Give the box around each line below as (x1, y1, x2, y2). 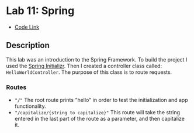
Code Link (14, 23, 40, 30)
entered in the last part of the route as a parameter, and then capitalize (14, 115, 185, 122)
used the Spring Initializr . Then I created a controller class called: (6, 62, 162, 69)
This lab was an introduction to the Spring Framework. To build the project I (6, 56, 188, 63)
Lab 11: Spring (6, 4, 75, 18)
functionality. (14, 103, 46, 110)
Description (6, 40, 50, 50)
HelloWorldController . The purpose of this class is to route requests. (6, 69, 172, 76)
